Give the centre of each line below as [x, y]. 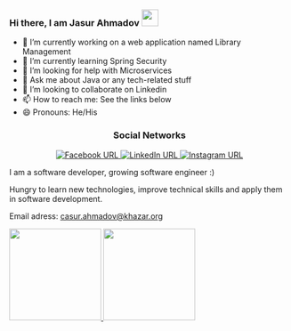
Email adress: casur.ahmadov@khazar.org [86, 216]
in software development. [56, 198]
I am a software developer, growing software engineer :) [112, 172]
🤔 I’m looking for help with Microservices [97, 70]
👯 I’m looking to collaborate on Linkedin [94, 90]
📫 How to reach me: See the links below [97, 100]
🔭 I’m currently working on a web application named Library [132, 42]
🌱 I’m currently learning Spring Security [94, 61]
